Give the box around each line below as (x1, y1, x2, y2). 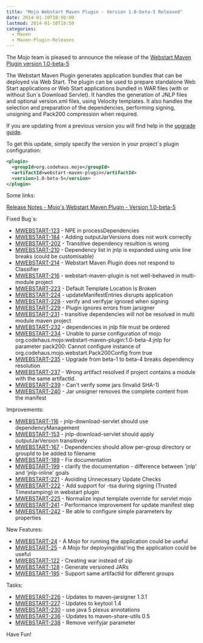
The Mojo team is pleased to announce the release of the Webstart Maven (6, 54, 191, 61)
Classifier (15, 266, 39, 273)
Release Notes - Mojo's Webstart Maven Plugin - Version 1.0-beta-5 (6, 203, 176, 211)
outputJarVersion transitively (15, 437, 88, 444)
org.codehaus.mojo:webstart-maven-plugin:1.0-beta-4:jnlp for (15, 337, 171, 344)
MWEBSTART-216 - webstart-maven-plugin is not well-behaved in (15, 272, 181, 279)
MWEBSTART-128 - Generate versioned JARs (15, 564, 129, 571)
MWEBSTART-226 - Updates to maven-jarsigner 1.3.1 (15, 593, 147, 601)
